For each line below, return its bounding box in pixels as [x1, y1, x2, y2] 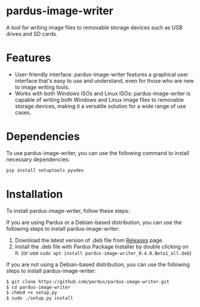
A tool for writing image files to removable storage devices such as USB [6, 24, 183, 31]
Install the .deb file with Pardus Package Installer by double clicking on [14, 243, 189, 250]
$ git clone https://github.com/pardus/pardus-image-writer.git [6, 278, 170, 284]
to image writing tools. [14, 83, 70, 91]
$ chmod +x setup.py [6, 290, 58, 296]
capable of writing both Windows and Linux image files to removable [14, 96, 184, 103]
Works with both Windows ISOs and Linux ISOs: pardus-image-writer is [14, 89, 191, 97]
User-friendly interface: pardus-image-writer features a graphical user [14, 70, 189, 78]
